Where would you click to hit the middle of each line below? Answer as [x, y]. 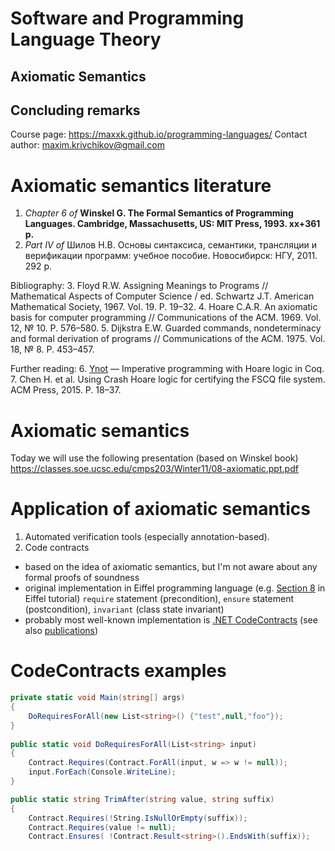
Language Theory [86, 39]
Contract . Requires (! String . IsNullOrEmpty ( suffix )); [138, 818]
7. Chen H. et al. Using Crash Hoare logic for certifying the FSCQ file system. [168, 379]
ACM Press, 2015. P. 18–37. [66, 390]
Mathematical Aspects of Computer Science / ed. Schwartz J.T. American [162, 296]
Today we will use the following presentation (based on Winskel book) [154, 458]
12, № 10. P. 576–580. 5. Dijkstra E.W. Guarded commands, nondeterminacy [166, 328]
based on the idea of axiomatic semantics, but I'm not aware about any [171, 567]
